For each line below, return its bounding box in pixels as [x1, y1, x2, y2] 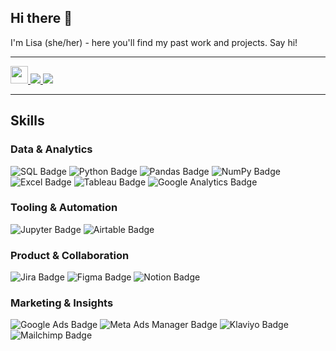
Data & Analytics [10, 142, 93, 156]
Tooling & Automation [10, 201, 118, 215]
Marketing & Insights [10, 296, 114, 310]
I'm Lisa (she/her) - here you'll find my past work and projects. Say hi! [10, 36, 298, 48]
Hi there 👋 [10, 10, 73, 27]
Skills [10, 112, 45, 130]
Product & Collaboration [10, 248, 130, 262]
